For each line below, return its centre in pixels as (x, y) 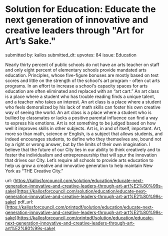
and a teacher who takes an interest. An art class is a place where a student (83, 101)
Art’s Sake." (30, 41)
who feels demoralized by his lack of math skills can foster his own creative (83, 107)
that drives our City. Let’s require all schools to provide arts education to (79, 160)
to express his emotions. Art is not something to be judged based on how (80, 123)
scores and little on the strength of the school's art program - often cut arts (82, 80)
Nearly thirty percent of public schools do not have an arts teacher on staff (82, 64)
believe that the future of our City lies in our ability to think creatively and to (83, 149)
